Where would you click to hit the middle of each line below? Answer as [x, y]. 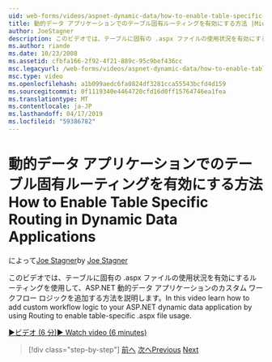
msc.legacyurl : [34, 69]
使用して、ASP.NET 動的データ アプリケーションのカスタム [149, 287]
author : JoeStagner [41, 31]
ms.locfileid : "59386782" [52, 122]
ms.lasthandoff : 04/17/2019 [56, 114]
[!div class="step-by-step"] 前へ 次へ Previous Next [113, 349]
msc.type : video [36, 76]
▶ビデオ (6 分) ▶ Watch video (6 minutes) [78, 332]
